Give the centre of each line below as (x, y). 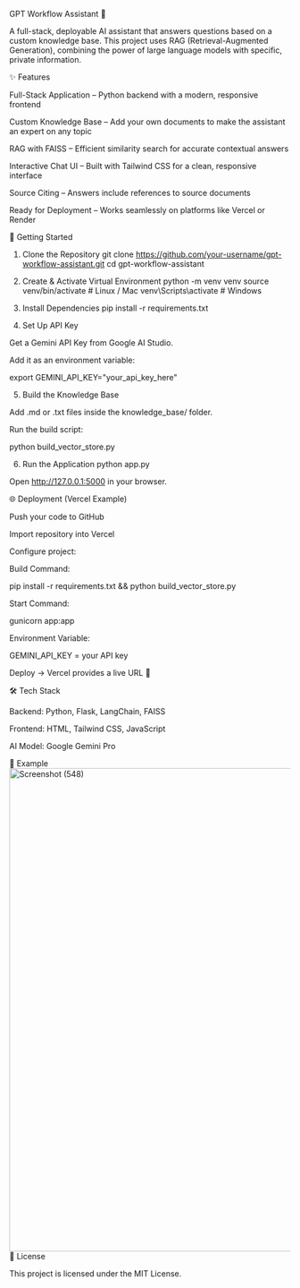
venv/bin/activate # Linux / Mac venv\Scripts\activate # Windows (142, 290)
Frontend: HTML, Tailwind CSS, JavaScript (87, 729)
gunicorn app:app (42, 621)
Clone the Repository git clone (78, 254)
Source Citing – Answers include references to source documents (130, 193)
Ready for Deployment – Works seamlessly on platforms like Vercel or (137, 210)
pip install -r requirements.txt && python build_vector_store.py (123, 586)
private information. (46, 60)
